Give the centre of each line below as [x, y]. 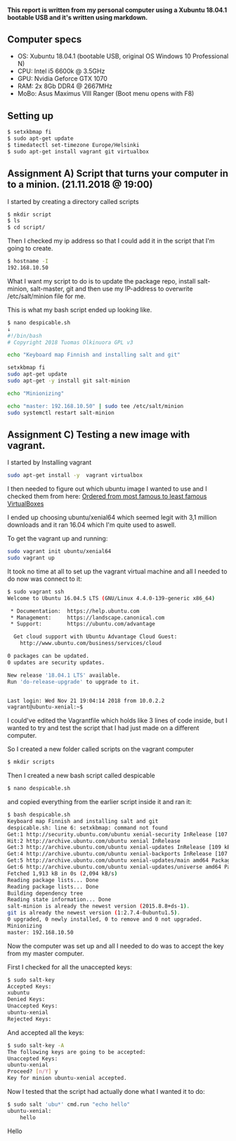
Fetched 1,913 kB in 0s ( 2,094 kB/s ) [63, 873]
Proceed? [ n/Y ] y [33, 1072]
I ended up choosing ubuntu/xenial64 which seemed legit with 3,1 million [112, 518]
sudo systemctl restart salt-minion [61, 413]
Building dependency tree [45, 893]
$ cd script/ [26, 228]
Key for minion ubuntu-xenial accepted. [67, 1078]
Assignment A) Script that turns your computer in [118, 173]
